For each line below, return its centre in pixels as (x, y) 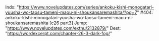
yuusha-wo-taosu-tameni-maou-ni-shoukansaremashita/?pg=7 (71, 12)
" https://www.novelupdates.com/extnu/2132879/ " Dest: (63, 28)
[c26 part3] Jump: (68, 23)
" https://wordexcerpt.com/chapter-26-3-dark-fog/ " (59, 33)
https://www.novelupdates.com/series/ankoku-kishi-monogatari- (86, 7)
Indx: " (12, 7)
